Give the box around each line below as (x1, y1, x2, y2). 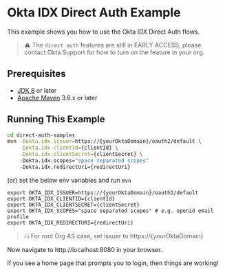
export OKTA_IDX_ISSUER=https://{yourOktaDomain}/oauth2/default (7, 189, 198, 196)
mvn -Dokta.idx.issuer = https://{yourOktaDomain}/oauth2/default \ (7, 138, 202, 145)
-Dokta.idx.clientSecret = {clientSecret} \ (19, 151, 143, 158)
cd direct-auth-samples (7, 132, 76, 139)
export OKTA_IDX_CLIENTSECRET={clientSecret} (7, 201, 140, 208)
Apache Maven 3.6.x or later (17, 93, 98, 102)
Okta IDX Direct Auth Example (7, 5, 181, 21)
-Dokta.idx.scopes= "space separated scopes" (19, 157, 149, 164)
